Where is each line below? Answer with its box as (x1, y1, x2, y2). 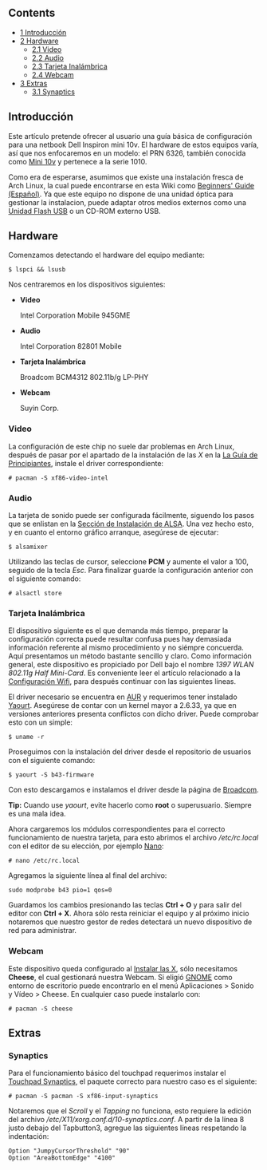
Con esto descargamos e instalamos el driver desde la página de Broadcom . (8, 785, 259, 795)
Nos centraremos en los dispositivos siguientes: (8, 279, 166, 290)
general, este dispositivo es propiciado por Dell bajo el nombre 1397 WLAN (8, 660, 254, 670)
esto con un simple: (8, 717, 73, 727)
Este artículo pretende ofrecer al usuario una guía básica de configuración (8, 131, 253, 140)
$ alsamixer (8, 543, 48, 551)
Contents (8, 6, 56, 20)
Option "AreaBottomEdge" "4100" (8, 1154, 116, 1162)
